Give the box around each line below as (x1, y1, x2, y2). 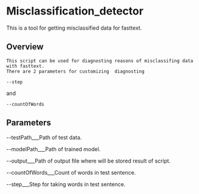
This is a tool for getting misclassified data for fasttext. (6, 24, 142, 31)
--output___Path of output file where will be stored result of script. (6, 157, 171, 164)
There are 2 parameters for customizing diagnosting (6, 68, 145, 74)
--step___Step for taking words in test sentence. (6, 180, 126, 188)
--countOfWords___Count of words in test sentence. (6, 169, 136, 176)
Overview (6, 42, 44, 52)
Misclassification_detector (6, 4, 144, 18)
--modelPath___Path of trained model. (6, 145, 101, 152)
